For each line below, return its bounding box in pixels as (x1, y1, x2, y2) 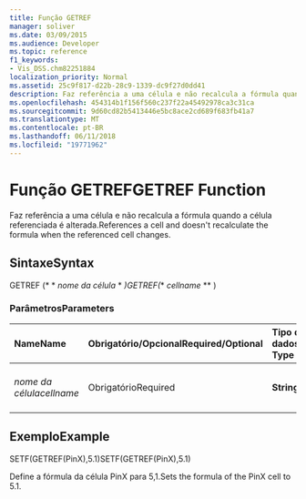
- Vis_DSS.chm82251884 (9, 65, 96, 74)
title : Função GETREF (9, 13, 92, 23)
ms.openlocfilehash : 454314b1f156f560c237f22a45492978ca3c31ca (9, 97, 255, 107)
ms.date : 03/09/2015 (9, 30, 88, 39)
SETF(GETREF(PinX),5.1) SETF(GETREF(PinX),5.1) (9, 453, 191, 464)
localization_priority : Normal (9, 73, 128, 82)
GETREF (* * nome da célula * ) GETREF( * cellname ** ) (9, 280, 217, 290)
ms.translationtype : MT (9, 115, 100, 124)
